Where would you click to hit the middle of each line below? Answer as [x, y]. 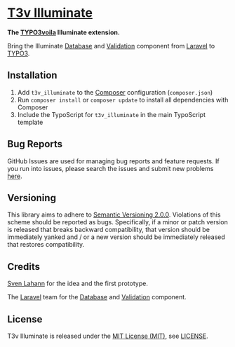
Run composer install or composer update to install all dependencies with [123, 100]
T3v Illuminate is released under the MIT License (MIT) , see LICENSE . [108, 336]
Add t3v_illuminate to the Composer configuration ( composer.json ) [115, 92]
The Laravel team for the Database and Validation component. [97, 297]
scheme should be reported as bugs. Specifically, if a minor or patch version [117, 222]
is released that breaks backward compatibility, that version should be [109, 230]
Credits [24, 267]
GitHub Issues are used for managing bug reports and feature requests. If [113, 161]
